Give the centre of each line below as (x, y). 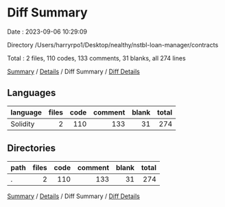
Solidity (23, 123)
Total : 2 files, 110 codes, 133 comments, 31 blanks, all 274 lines (97, 58)
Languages (32, 93)
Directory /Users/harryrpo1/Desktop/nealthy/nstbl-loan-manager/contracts (113, 45)
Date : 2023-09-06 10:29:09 (47, 32)
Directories (32, 148)
